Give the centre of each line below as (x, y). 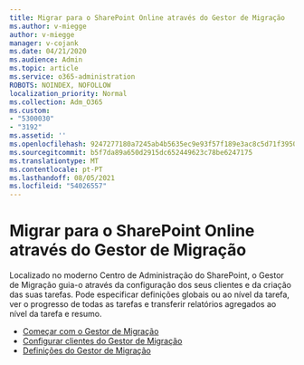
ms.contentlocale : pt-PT (56, 169)
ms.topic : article (44, 69)
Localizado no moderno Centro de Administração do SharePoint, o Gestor (147, 275)
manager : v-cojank (44, 43)
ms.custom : (30, 110)
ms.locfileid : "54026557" (58, 187)
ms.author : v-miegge (48, 26)
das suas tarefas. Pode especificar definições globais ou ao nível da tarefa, (149, 294)
